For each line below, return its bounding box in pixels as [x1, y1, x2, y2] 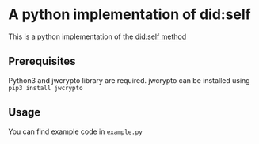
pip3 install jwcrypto [8, 84, 83, 92]
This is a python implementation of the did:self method [8, 32, 187, 41]
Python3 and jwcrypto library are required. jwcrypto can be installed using [8, 75, 251, 85]
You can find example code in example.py [8, 127, 143, 136]
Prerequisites [8, 55, 76, 68]
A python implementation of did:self [8, 6, 251, 24]
